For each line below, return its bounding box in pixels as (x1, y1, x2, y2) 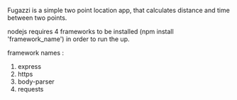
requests (17, 85, 44, 93)
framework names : (7, 49, 65, 57)
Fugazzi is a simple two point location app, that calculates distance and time (7, 6, 231, 14)
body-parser (17, 77, 55, 86)
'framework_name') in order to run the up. (7, 35, 130, 43)
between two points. (7, 13, 67, 22)
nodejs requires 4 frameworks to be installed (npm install (7, 28, 174, 35)
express (17, 62, 41, 70)
